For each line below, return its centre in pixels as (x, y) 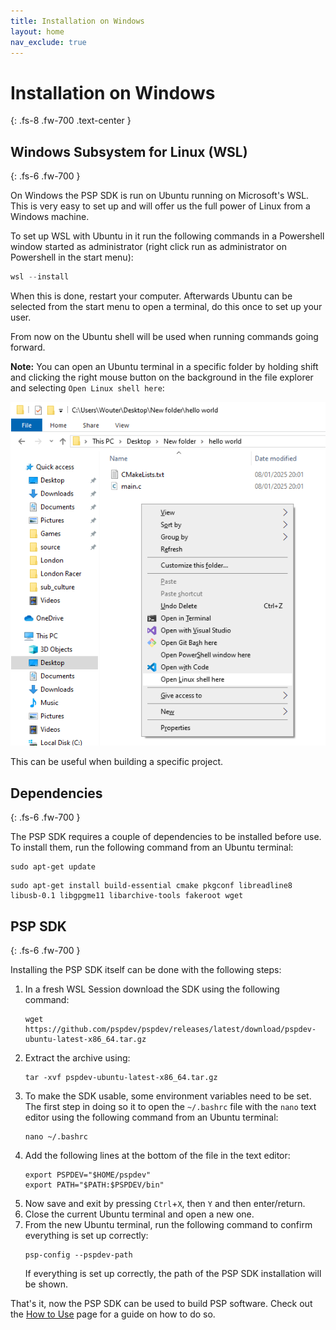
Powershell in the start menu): (72, 257)
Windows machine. (50, 217)
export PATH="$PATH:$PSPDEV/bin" (94, 1185)
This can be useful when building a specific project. (117, 762)
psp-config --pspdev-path (78, 1255)
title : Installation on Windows (77, 21)
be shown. (46, 1284)
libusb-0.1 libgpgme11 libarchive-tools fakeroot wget (127, 896)
